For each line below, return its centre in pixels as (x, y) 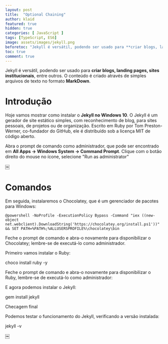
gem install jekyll (22, 297)
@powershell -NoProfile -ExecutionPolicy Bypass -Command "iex (72, 215)
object (12, 220)
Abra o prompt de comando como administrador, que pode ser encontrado (82, 146)
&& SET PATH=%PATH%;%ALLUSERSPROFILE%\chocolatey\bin (62, 229)
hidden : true (19, 28)
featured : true (21, 24)
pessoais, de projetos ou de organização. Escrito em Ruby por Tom (74, 126)
